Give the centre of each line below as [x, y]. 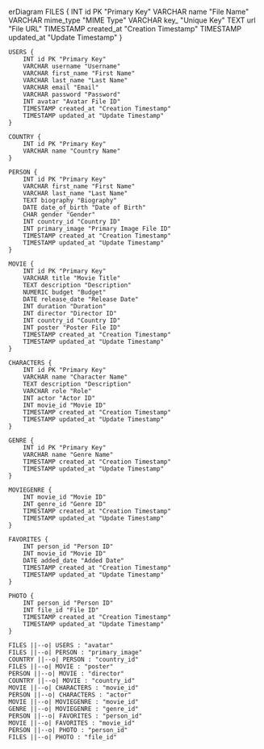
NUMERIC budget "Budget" [65, 292]
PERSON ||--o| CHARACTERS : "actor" [70, 695]
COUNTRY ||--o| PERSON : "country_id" [73, 659]
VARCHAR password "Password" [72, 94]
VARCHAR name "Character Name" [75, 377]
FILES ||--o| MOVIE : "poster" [61, 667]
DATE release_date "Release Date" [81, 299]
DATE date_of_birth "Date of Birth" [85, 207]
